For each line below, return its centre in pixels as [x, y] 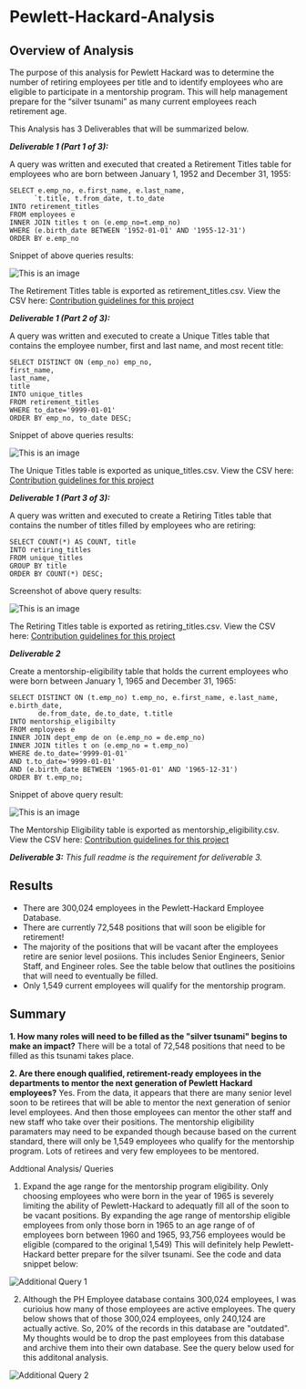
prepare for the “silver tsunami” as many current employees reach [133, 101]
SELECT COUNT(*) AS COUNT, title [73, 542]
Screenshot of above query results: [76, 591]
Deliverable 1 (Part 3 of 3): [60, 498]
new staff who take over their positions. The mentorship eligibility [132, 1122]
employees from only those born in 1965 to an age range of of [139, 1225]
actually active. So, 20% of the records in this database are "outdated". [156, 1328]
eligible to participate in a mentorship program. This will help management [149, 92]
